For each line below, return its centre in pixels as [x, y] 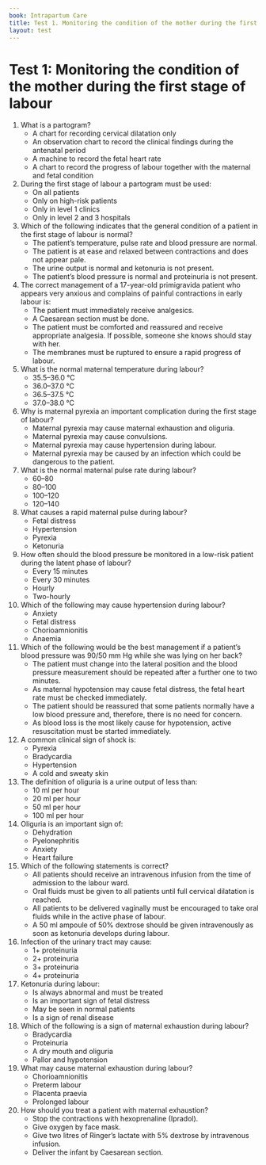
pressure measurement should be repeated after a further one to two [145, 672]
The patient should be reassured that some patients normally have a [143, 706]
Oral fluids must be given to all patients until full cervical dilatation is [143, 892]
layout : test [30, 30]
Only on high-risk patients [75, 201]
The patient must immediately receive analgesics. [113, 311]
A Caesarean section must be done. [91, 319]
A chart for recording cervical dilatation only [104, 134]
